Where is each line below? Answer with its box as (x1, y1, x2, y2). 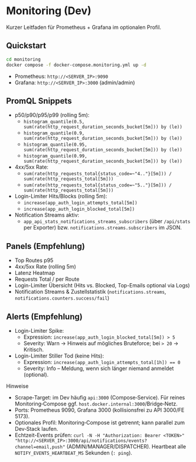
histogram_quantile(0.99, (23, 153, 87, 159)
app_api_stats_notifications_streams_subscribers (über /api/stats (23, 218, 191, 225)
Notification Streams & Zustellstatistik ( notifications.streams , (14, 288, 166, 296)
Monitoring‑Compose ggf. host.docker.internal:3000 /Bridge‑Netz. (14, 400, 178, 407)
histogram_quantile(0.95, (23, 142, 87, 148)
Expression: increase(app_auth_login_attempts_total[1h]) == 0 (23, 358, 181, 365)
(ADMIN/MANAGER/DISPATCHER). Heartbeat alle (66, 443, 187, 450)
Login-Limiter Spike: (14, 327, 64, 334)
